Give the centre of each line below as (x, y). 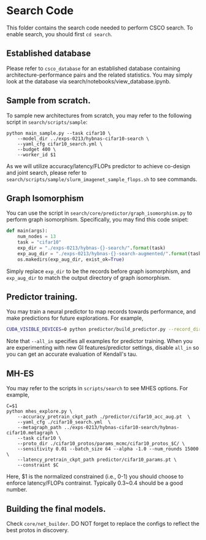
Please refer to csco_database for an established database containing (93, 68)
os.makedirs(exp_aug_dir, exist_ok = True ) (71, 259)
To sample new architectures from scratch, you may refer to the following (99, 115)
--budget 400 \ (37, 149)
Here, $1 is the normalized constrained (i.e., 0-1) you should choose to (95, 477)
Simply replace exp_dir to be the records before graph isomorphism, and (99, 271)
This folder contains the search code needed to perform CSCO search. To (100, 28)
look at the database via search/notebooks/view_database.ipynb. (89, 81)
